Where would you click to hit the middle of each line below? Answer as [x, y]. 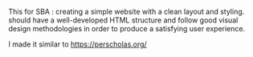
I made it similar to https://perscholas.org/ [78, 44]
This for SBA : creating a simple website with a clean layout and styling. [126, 12]
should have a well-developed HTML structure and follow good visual [123, 20]
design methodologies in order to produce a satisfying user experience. [127, 28]
